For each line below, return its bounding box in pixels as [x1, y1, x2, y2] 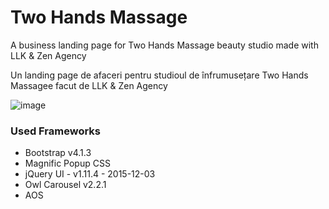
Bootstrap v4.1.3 [24, 147, 92, 159]
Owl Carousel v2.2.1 [24, 179, 107, 191]
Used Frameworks [10, 124, 102, 138]
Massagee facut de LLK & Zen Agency [10, 79, 168, 91]
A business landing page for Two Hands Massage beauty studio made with [10, 39, 319, 51]
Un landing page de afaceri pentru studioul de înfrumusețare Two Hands [10, 69, 309, 81]
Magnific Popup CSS [24, 157, 111, 170]
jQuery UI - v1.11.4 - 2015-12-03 [24, 168, 156, 180]
